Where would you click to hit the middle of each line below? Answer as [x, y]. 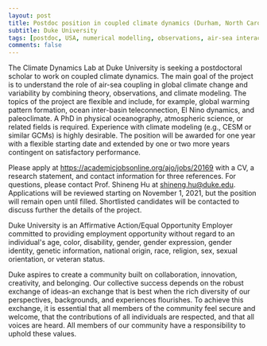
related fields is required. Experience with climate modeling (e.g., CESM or [130, 127]
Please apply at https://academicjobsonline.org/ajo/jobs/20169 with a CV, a [131, 168]
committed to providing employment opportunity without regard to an [122, 234]
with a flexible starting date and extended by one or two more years [119, 144]
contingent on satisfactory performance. [75, 153]
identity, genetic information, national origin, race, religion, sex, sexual [123, 251]
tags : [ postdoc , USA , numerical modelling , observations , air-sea [120, 38]
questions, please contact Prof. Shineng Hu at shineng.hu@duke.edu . [122, 185]
